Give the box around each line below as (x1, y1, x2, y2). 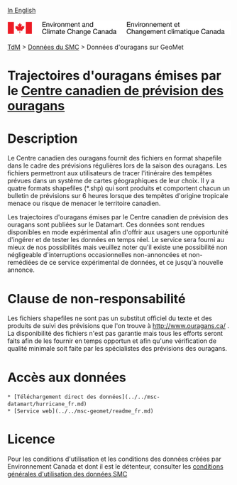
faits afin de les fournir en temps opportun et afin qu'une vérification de (7, 337, 217, 345)
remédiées (7, 258, 39, 267)
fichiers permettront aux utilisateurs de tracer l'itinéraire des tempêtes (7, 169, 212, 178)
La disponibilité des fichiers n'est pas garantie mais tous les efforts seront (7, 329, 224, 338)
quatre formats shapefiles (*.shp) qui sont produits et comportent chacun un (7, 184, 231, 192)
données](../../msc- (99, 393, 160, 400)
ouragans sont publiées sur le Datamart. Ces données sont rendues (7, 220, 205, 229)
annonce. (7, 266, 35, 274)
